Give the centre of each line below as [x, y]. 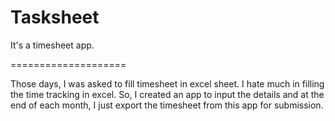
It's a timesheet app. [52, 45]
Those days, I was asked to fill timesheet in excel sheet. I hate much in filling [167, 83]
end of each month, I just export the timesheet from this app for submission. [167, 105]
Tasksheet [55, 17]
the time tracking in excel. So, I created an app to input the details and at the [167, 94]
